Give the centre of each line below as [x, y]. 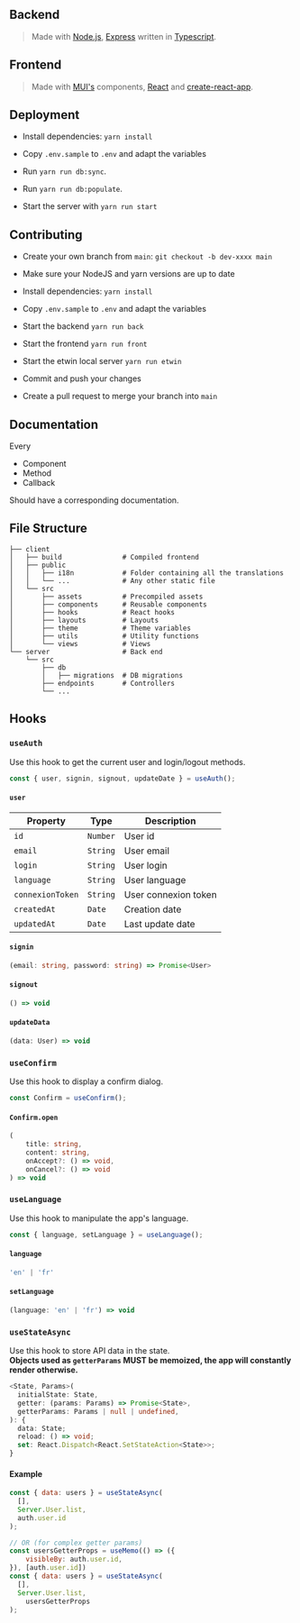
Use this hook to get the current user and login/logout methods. [127, 761]
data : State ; [42, 1428]
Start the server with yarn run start [90, 206]
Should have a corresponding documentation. [94, 500]
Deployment [45, 115]
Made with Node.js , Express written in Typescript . [124, 36]
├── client [30, 549]
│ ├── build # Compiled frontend [105, 557]
